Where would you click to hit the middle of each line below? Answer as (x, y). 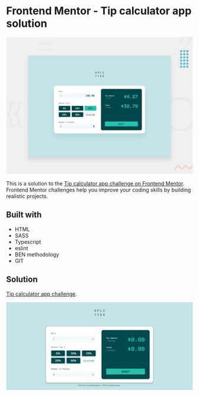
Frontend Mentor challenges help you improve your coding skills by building (99, 190)
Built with (24, 215)
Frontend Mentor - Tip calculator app (99, 11)
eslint (21, 248)
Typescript (28, 241)
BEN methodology (37, 254)
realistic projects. (27, 196)
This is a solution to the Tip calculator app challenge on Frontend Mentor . (95, 184)
